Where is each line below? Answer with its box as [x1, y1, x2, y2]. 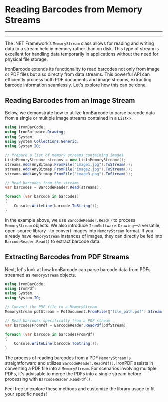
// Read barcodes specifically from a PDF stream [5, 318, 111, 323]
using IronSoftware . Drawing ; [5, 129, 66, 135]
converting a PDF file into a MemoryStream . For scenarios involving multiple [5, 365, 157, 372]
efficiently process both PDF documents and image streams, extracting [5, 76, 152, 82]
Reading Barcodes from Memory [5, 4, 143, 15]
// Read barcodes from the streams [5, 180, 79, 185]
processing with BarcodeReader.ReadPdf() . [5, 376, 92, 382]
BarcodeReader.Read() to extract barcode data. [5, 238, 101, 244]
